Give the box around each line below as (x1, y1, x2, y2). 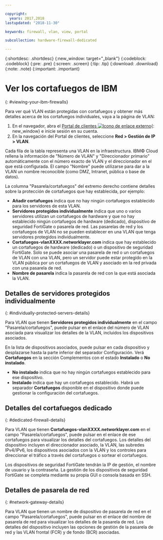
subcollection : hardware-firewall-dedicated (5, 38, 97, 43)
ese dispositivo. (12, 374, 44, 380)
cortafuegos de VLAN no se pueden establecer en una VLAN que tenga (12, 229, 156, 235)
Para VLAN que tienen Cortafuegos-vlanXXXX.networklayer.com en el (5, 426, 151, 432)
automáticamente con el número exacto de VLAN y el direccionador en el (5, 159, 152, 164)
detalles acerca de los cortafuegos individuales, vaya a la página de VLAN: (5, 114, 155, 120)
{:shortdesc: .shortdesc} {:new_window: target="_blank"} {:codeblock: (5, 55, 147, 61)
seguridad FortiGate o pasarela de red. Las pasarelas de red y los (12, 224, 144, 230)
